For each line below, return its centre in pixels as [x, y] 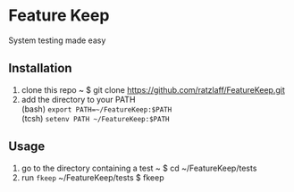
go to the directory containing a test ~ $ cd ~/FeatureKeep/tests [139, 168]
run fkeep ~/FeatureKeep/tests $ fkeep [92, 177]
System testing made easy [57, 40]
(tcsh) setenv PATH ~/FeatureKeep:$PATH [95, 118]
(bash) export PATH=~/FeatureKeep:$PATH [97, 109]
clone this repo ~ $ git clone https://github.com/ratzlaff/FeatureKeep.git [153, 89]
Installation [40, 68]
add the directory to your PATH [78, 99]
